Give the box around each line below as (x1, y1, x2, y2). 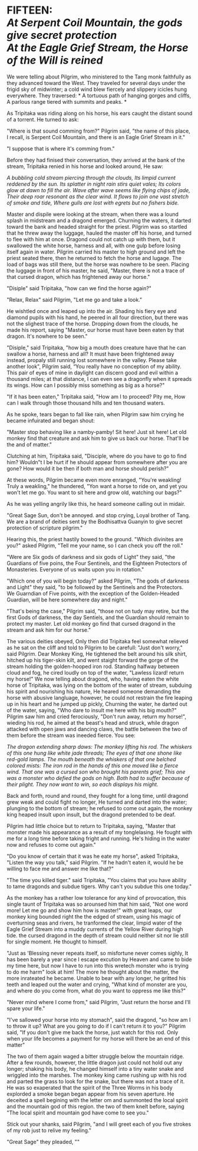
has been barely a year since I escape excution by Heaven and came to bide (6, 956, 192, 963)
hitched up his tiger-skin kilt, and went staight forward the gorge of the (6, 656, 179, 663)
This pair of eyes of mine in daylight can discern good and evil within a (6, 369, 179, 376)
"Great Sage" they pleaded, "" (6, 1138, 80, 1145)
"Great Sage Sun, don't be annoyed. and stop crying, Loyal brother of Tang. (6, 511, 190, 519)
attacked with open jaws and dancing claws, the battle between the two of (6, 725, 187, 732)
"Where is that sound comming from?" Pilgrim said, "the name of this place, (6, 127, 190, 134)
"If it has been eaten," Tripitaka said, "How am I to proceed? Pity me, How (6, 393, 186, 400)
